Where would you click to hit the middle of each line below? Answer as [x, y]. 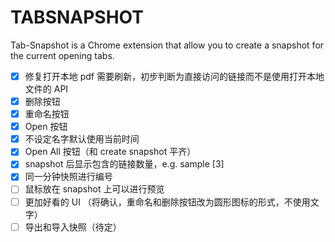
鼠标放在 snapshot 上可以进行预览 [94, 189]
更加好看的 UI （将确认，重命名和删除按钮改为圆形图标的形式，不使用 [167, 202]
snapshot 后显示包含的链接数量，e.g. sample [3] [124, 164]
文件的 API [46, 89]
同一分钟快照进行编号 [68, 177]
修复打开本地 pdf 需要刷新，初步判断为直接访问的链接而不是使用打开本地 [174, 76]
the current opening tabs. [62, 55]
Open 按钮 [46, 127]
